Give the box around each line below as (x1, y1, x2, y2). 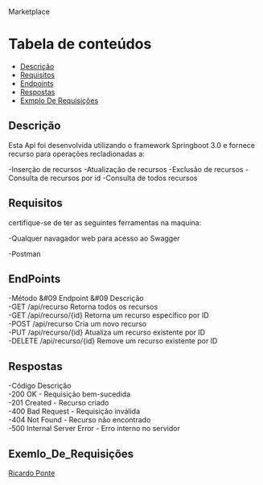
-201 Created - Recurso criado (8, 398, 109, 408)
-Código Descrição (8, 381, 72, 391)
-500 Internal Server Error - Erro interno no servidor (8, 424, 181, 434)
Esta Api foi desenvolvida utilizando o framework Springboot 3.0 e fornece (8, 140, 256, 150)
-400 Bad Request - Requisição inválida (8, 406, 141, 417)
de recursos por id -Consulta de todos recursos (39, 173, 198, 183)
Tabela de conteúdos (8, 35, 152, 53)
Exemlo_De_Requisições (8, 446, 134, 461)
